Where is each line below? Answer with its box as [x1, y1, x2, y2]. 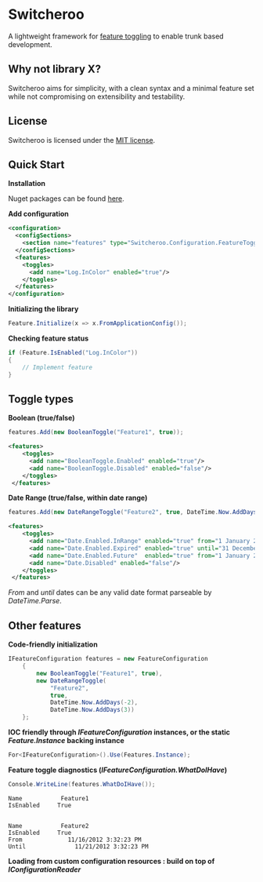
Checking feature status [8, 333, 89, 343]
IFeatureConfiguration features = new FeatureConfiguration [8, 655, 209, 663]
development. [8, 39, 52, 49]
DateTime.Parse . [8, 596, 63, 606]
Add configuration [8, 210, 69, 219]
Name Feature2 [8, 822, 89, 829]
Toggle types [8, 392, 74, 406]
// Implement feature [22, 363, 92, 371]
